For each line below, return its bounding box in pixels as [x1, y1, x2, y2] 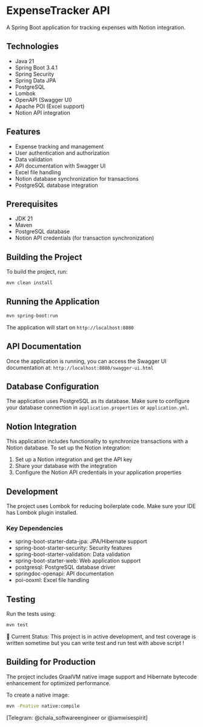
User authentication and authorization [15, 149, 110, 157]
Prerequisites [6, 198, 58, 209]
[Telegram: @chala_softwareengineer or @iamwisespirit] [6, 714, 148, 721]
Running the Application [6, 297, 100, 307]
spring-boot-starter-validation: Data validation [15, 550, 130, 558]
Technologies [6, 41, 59, 52]
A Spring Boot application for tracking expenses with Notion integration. [6, 24, 186, 31]
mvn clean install [6, 280, 53, 286]
